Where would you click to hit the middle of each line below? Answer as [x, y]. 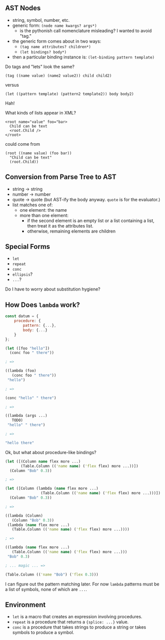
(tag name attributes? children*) [55, 47]
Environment [26, 605]
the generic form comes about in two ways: [57, 41]
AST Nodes [23, 8]
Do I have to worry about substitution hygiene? [53, 289]
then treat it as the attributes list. [60, 226]
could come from [23, 144]
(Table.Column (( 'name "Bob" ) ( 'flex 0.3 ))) [52, 575]
